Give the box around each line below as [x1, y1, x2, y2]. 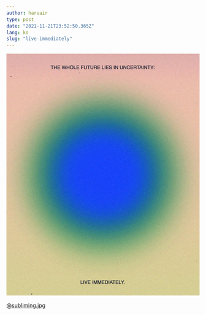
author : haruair [6, 10, 48, 16]
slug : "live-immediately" [6, 36, 72, 42]
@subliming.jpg [6, 301, 46, 309]
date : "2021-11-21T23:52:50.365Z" [6, 23, 95, 29]
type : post [6, 16, 34, 23]
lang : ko [6, 29, 29, 36]
